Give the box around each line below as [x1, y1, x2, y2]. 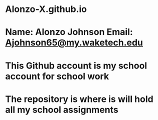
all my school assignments [5, 104, 119, 115]
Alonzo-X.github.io [5, 3, 87, 15]
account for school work [5, 70, 109, 82]
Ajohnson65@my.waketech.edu [5, 37, 143, 48]
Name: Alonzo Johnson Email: [5, 26, 133, 38]
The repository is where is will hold [5, 93, 154, 104]
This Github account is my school [5, 60, 147, 71]
